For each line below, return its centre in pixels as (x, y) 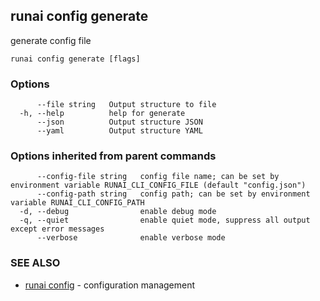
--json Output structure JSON (119, 122)
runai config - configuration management (110, 285)
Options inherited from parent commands (113, 156)
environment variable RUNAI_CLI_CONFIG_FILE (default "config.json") (158, 185)
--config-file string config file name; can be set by (158, 177)
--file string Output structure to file (126, 105)
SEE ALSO (35, 263)
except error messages (57, 229)
